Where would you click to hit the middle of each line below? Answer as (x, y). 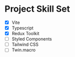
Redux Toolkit (25, 34)
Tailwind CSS (25, 44)
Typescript (23, 28)
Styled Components (32, 39)
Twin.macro (24, 50)
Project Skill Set (37, 9)
